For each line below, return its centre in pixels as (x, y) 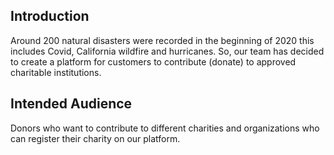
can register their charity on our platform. (95, 138)
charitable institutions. (56, 72)
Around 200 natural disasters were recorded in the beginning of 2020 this (162, 40)
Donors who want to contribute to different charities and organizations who (165, 128)
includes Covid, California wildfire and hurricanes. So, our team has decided (167, 51)
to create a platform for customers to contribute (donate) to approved (153, 61)
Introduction (50, 16)
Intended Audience (71, 104)
